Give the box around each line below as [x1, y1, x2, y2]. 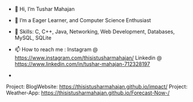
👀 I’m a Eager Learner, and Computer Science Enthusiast [14, 17, 151, 23]
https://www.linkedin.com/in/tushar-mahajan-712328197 [14, 61, 150, 67]
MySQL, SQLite [14, 34, 51, 41]
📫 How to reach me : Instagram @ [14, 46, 98, 52]
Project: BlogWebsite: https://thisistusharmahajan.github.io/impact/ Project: [6, 83, 188, 90]
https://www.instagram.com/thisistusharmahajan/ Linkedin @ [14, 54, 162, 61]
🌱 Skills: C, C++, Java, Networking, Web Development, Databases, [14, 28, 175, 35]
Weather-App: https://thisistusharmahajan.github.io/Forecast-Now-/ [6, 89, 170, 96]
